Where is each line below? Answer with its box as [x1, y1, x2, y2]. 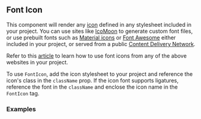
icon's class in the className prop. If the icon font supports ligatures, [6, 76, 178, 84]
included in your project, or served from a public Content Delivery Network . [6, 40, 196, 47]
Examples [6, 104, 37, 113]
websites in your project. [6, 58, 68, 66]
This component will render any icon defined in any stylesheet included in [6, 21, 192, 28]
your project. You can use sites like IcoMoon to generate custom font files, [6, 27, 193, 35]
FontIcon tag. [6, 89, 40, 97]
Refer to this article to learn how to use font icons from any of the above [6, 52, 187, 59]
